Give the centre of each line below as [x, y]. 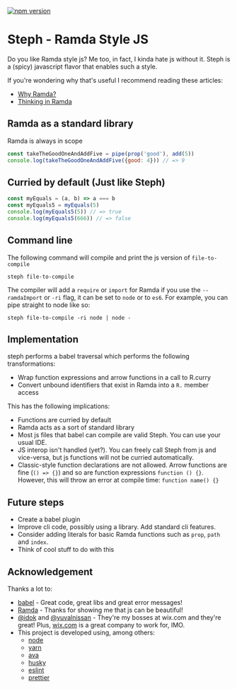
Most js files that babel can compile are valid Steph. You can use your [119, 435]
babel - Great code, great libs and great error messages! [100, 603]
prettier [39, 678]
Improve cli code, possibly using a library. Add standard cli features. [116, 527]
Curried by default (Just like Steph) [86, 182]
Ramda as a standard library [70, 124]
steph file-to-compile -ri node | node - [69, 318]
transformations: [31, 364]
